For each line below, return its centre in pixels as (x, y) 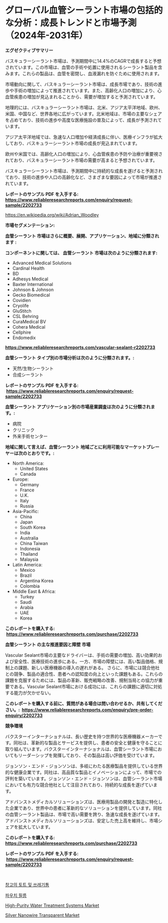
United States (34, 468)
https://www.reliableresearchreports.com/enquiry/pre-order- (87, 709)
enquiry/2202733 (24, 715)
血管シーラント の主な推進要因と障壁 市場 (48, 644)
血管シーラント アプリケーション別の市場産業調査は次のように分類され (78, 406)
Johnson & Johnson (33, 289)
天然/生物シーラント (33, 368)
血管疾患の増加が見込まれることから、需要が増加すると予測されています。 (82, 96)
